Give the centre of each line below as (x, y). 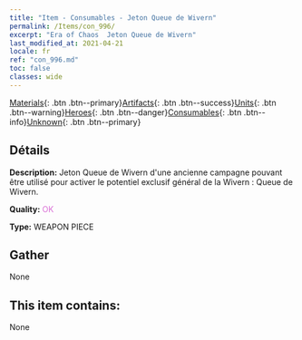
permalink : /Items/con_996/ (63, 26)
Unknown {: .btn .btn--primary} (84, 121)
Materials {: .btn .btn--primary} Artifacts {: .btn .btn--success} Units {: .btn (143, 102)
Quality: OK (32, 209)
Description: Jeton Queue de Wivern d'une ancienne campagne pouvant (146, 172)
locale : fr (30, 52)
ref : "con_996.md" (44, 60)
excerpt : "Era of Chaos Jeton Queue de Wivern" (103, 34)
